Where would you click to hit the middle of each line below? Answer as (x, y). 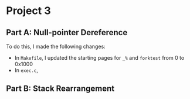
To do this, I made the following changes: (56, 46)
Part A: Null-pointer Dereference (67, 33)
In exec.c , (26, 70)
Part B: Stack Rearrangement (60, 89)
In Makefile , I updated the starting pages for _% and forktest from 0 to (99, 58)
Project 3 (28, 11)
